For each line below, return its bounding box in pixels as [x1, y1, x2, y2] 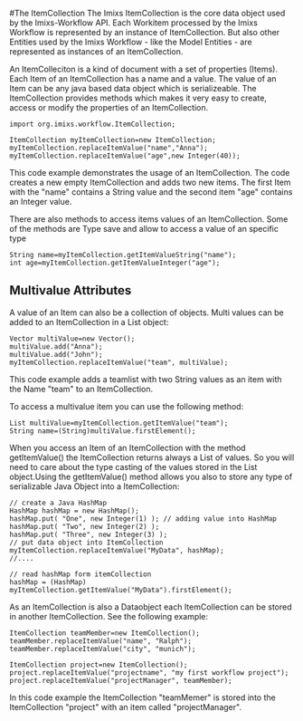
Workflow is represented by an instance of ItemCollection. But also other [9, 27, 280, 37]
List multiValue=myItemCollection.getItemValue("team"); [9, 418, 229, 428]
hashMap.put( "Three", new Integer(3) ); [9, 530, 168, 539]
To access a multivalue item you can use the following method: [9, 400, 244, 411]
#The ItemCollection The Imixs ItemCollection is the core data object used [9, 8, 286, 18]
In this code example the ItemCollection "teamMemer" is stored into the [9, 692, 276, 703]
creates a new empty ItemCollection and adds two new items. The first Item [9, 177, 291, 187]
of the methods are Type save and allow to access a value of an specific [9, 224, 279, 234]
